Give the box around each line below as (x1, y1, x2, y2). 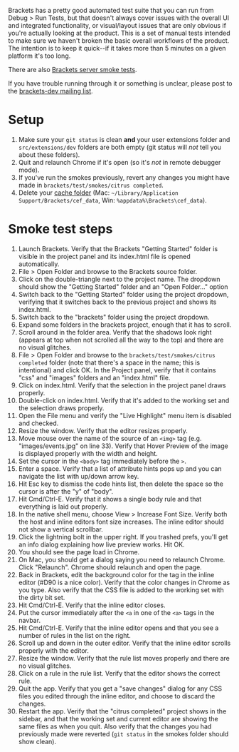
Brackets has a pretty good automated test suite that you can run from (8, 6, 214, 14)
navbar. (18, 616, 41, 624)
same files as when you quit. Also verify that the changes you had (18, 722, 212, 731)
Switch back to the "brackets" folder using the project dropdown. (18, 313, 210, 321)
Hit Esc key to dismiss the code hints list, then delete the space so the (18, 479, 223, 488)
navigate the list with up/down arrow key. (18, 472, 139, 480)
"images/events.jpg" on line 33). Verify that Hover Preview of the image (18, 442, 228, 450)
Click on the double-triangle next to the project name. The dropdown (18, 275, 221, 283)
